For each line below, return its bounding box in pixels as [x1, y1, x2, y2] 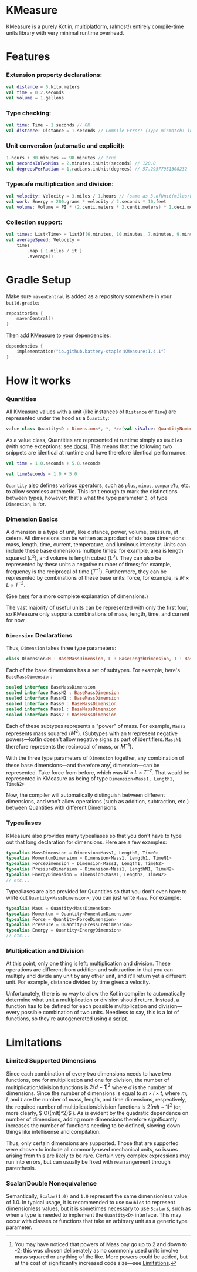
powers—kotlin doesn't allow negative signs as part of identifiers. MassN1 [6, 736, 182, 743]
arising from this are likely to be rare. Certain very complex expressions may [6, 1152, 191, 1159]
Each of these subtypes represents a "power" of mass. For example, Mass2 [6, 722, 186, 729]
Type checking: [6, 109, 52, 117]
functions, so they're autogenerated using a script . [6, 1015, 128, 1022]
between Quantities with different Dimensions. [6, 804, 118, 812]
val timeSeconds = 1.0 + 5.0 [6, 471, 77, 477]
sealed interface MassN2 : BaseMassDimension [6, 690, 119, 696]
